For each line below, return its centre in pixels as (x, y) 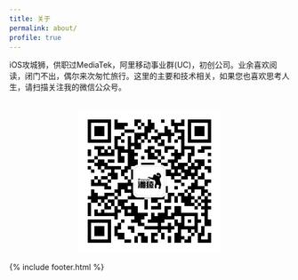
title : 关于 (30, 19)
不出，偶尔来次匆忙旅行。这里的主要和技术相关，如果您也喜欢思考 (161, 76)
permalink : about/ (43, 28)
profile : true (36, 37)
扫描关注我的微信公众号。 (79, 87)
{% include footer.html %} (57, 268)
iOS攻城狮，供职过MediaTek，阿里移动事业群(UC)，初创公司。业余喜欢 (139, 65)
